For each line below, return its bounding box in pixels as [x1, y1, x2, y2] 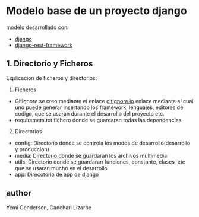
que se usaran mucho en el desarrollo [14, 164, 108, 171]
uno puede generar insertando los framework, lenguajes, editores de [14, 104, 184, 111]
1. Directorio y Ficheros [6, 59, 93, 69]
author [6, 188, 31, 198]
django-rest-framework [14, 42, 72, 49]
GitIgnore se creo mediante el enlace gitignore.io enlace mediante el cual [14, 97, 194, 104]
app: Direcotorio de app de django [14, 171, 99, 178]
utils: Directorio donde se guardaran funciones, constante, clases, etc [14, 158, 185, 165]
